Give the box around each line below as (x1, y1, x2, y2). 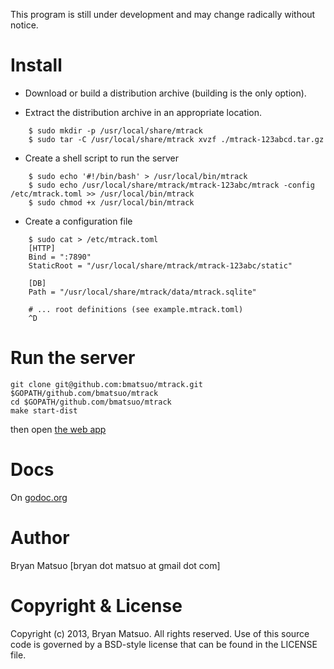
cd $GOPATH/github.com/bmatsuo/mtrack (10, 397, 172, 407)
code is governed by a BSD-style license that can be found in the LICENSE (10, 638, 318, 650)
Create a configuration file (24, 215, 133, 227)
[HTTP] (28, 243, 56, 253)
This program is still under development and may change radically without (10, 9, 316, 20)
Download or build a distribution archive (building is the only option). (24, 87, 307, 99)
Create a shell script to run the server (24, 152, 179, 164)
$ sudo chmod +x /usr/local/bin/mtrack (28, 197, 195, 208)
